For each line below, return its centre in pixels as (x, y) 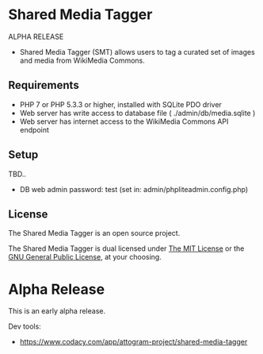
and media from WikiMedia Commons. (82, 60)
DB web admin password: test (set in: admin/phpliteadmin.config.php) (133, 189)
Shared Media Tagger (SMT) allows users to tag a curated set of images (137, 52)
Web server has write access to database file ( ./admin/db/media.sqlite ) (137, 113)
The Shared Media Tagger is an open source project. (94, 233)
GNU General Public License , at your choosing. (85, 257)
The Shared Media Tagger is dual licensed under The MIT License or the (126, 248)
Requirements (44, 85)
